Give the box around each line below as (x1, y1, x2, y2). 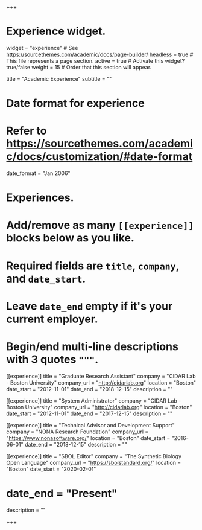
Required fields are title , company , (6, 259, 180, 272)
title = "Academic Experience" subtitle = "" (6, 75, 112, 82)
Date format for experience (6, 97, 145, 110)
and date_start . (6, 272, 86, 286)
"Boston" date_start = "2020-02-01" (6, 465, 96, 473)
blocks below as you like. (6, 231, 134, 245)
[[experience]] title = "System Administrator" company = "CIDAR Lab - (6, 397, 181, 404)
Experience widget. (6, 25, 106, 38)
